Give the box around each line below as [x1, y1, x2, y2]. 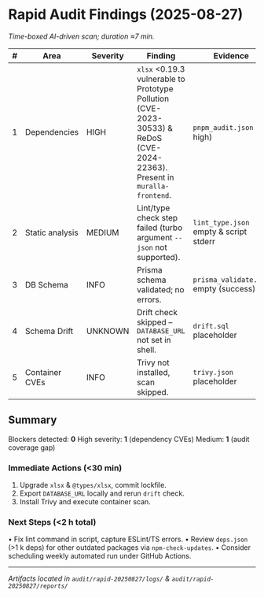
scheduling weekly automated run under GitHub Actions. [8, 552, 192, 561]
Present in [137, 172, 174, 183]
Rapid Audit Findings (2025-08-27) [8, 6, 244, 24]
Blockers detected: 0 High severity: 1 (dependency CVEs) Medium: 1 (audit [8, 434, 250, 444]
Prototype [137, 83, 174, 94]
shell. [137, 344, 157, 355]
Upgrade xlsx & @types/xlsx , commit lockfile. [19, 481, 167, 490]
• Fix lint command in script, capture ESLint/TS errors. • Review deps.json [8, 534, 248, 544]
